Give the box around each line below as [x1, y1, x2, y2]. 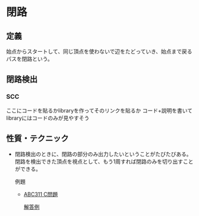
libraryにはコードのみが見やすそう [6, 114, 90, 121]
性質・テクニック [6, 133, 69, 143]
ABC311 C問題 [23, 190, 58, 198]
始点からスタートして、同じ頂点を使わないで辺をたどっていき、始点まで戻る [6, 48, 192, 55]
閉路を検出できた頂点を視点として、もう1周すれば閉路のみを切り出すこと [14, 158, 194, 165]
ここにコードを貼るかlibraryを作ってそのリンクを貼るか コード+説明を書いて [6, 107, 193, 114]
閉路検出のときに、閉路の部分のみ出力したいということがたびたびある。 [14, 150, 192, 158]
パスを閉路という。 [6, 55, 53, 62]
